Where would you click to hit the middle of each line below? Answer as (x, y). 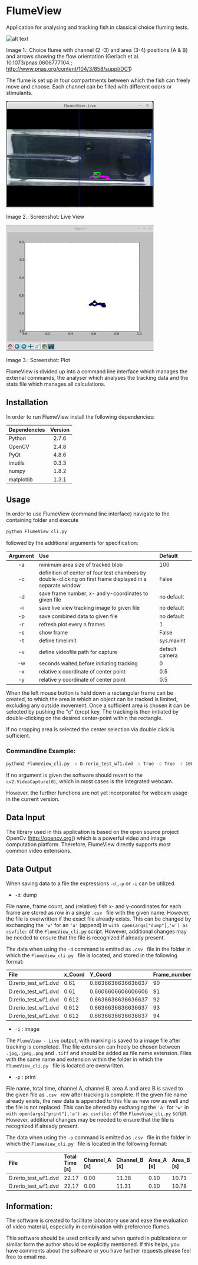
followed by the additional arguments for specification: (72, 543)
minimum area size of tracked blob (81, 564)
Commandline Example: (41, 751)
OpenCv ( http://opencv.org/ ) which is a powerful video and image (86, 838)
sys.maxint (172, 640)
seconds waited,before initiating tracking (88, 663)
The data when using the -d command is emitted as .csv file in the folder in (98, 949)
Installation (27, 402)
